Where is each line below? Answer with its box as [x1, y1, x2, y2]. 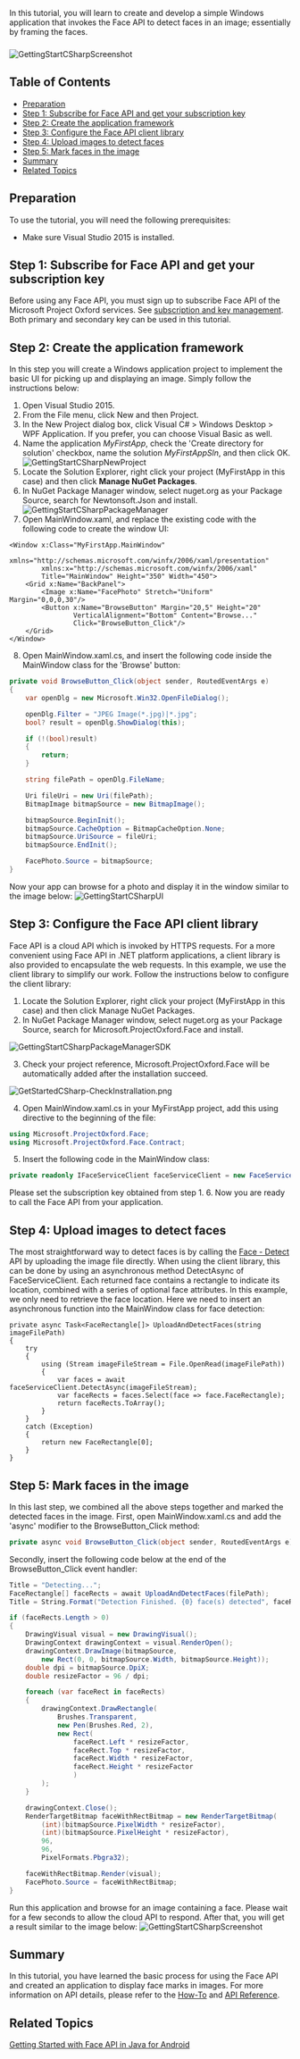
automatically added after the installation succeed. [21, 1067, 208, 1079]
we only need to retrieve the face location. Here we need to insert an [9, 1294, 262, 1305]
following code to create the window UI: [21, 523, 170, 534]
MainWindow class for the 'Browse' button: [21, 660, 181, 671]
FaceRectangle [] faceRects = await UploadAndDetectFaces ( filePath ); [9, 1589, 270, 1598]
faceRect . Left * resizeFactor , [72, 1737, 190, 1746]
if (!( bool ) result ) [25, 734, 98, 743]
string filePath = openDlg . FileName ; [25, 775, 166, 784]
